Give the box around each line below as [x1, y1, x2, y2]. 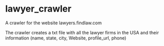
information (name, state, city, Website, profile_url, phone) [5, 35, 127, 41]
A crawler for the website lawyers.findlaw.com [5, 20, 102, 26]
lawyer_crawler [5, 3, 72, 15]
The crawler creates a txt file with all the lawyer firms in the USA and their [5, 29, 159, 35]
